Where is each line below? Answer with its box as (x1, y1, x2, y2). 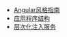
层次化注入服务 (13, 23, 56, 30)
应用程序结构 (13, 14, 50, 22)
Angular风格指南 (13, 6, 60, 13)
